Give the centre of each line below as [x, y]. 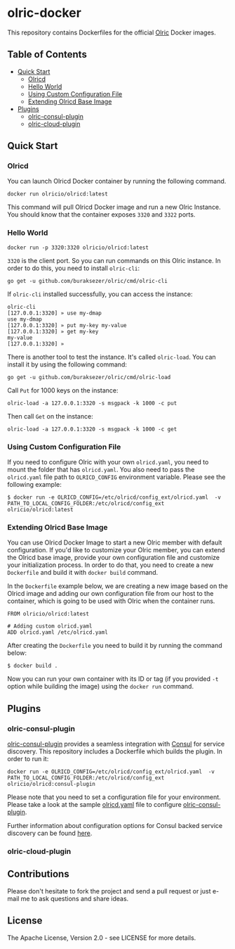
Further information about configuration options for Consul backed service [115, 826]
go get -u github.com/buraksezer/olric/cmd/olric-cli [88, 281]
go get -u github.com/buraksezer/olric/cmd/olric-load [89, 377]
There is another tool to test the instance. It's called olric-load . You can [112, 357]
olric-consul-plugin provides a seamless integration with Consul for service [116, 744]
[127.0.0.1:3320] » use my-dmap [54, 313]
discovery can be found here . [50, 833]
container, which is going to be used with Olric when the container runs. [111, 601]
